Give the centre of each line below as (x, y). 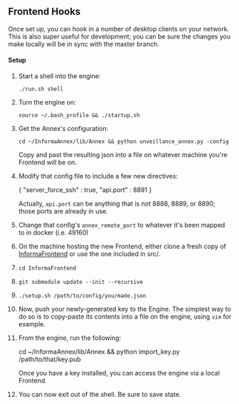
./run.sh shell (41, 89)
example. (32, 324)
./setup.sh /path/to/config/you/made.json (82, 296)
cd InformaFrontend (47, 269)
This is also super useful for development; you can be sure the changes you (119, 36)
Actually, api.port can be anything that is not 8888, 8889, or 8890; (117, 204)
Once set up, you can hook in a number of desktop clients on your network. (119, 28)
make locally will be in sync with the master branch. (84, 44)
